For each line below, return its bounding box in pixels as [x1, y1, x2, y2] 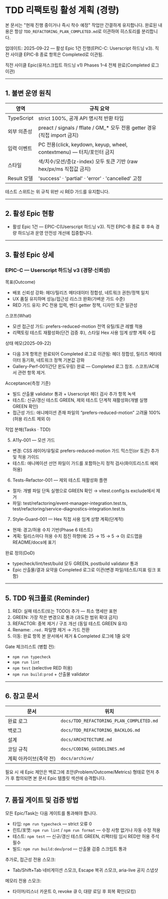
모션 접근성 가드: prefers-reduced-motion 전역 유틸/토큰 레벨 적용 [12, 323, 143, 329]
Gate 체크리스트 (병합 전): [5, 643, 56, 650]
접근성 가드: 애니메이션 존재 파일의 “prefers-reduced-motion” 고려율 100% [12, 409, 161, 415]
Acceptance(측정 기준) [5, 380, 51, 386]
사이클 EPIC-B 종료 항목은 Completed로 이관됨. [10, 51, 104, 57]
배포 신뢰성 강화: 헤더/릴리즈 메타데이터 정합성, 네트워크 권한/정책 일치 [12, 289, 149, 295]
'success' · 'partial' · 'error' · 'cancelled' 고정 [38, 174, 142, 181]
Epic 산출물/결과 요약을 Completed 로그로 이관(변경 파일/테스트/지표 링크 [12, 567, 156, 573]
